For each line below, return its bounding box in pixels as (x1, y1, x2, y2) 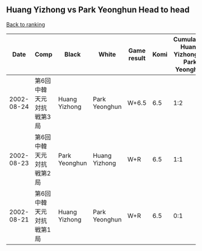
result (128, 54, 146, 62)
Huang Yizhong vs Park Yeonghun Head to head (6, 5, 190, 15)
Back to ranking (6, 20, 45, 28)
